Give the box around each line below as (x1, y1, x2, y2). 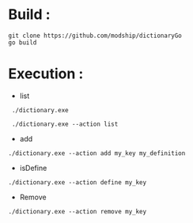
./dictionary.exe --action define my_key (8, 178, 147, 187)
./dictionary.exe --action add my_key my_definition (8, 149, 186, 157)
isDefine (19, 163, 47, 172)
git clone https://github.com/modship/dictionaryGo (8, 32, 182, 40)
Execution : (8, 65, 84, 83)
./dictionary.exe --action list (11, 120, 119, 128)
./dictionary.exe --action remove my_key (8, 207, 147, 215)
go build (8, 38, 37, 47)
